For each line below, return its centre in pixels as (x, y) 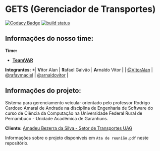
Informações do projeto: (43, 91)
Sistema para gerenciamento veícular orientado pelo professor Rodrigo (78, 102)
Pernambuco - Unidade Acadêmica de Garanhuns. (57, 118)
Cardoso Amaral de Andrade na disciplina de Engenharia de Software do (79, 108)
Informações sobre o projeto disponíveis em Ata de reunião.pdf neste (77, 138)
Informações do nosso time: (49, 38)
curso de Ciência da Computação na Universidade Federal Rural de (74, 113)
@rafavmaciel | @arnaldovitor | (37, 75)
